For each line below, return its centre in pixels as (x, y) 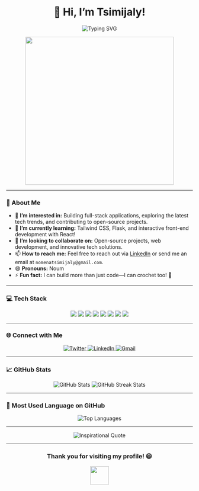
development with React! (45, 235)
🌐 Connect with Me (35, 335)
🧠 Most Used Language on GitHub (56, 406)
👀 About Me (23, 203)
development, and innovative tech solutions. (68, 247)
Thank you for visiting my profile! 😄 (99, 457)
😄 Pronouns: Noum (39, 268)
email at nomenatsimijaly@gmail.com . (59, 262)
